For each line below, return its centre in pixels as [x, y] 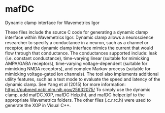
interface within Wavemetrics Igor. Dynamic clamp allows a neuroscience [79, 37]
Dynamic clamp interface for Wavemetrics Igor [52, 23]
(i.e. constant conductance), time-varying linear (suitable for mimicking [77, 58]
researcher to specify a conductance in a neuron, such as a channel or [77, 42]
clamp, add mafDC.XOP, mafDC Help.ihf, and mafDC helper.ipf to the [75, 95]
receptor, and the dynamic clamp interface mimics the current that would [79, 48]
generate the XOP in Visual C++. [38, 105]
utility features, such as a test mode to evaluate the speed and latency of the [83, 79]
